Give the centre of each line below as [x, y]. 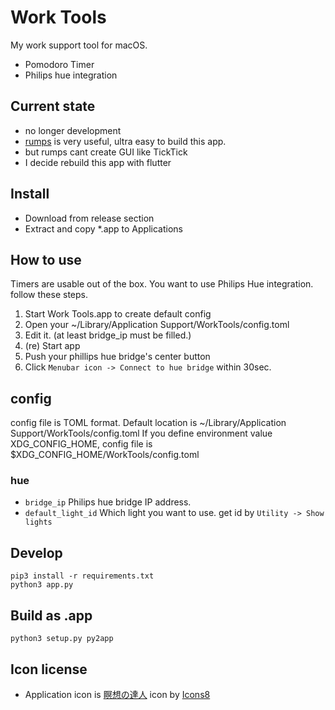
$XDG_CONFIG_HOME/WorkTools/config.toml [105, 455]
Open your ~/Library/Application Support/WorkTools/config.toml [157, 325]
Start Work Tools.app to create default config [118, 314]
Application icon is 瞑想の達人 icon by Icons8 [117, 694]
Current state [53, 106]
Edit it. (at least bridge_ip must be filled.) [108, 335]
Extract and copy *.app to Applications [103, 228]
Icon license [49, 669]
